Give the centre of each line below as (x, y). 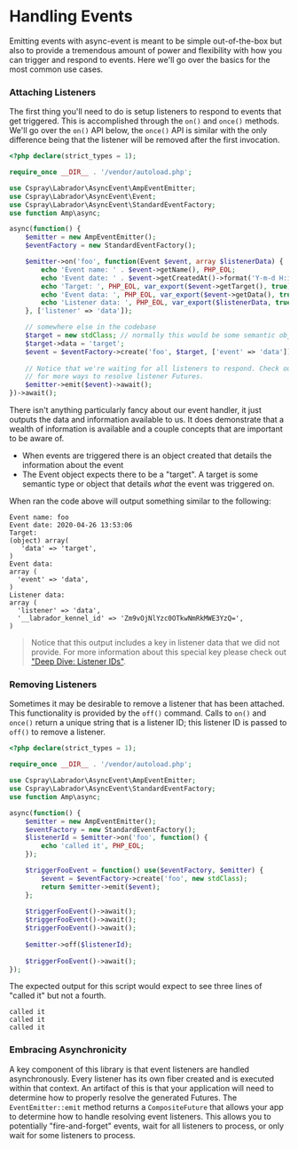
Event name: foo (39, 518)
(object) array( (39, 541)
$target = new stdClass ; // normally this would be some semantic (150, 336)
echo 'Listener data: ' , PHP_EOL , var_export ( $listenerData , (157, 303)
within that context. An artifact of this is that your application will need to (141, 1088)
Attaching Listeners (52, 92)
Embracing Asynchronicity (68, 1050)
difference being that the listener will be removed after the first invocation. (145, 140)
